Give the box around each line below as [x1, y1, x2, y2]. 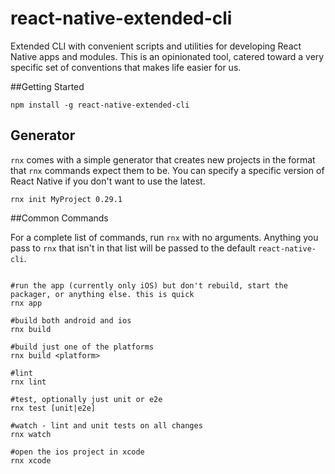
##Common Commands [10, 212, 109, 224]
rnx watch [10, 429, 52, 439]
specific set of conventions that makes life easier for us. [10, 61, 242, 73]
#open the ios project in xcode [10, 447, 145, 457]
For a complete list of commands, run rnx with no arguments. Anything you [10, 231, 319, 243]
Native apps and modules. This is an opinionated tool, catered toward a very [10, 50, 325, 62]
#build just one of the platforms [10, 342, 155, 352]
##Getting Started [10, 80, 85, 92]
